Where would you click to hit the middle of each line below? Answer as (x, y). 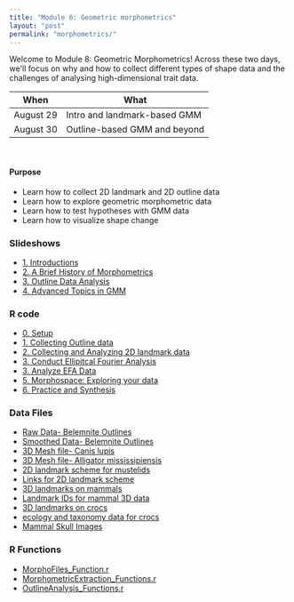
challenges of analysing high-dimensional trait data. (104, 78)
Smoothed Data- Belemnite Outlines (87, 442)
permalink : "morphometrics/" (63, 34)
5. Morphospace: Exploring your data (90, 381)
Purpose (25, 172)
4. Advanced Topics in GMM (74, 291)
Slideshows (35, 243)
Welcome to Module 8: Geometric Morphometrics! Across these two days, (145, 60)
